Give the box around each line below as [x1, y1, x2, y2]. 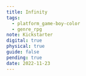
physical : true [6, 44, 45, 50]
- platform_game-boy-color [12, 20, 81, 26]
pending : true [6, 55, 43, 61]
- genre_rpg [12, 26, 43, 32]
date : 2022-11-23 [6, 60, 51, 66]
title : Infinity [6, 9, 48, 15]
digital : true [6, 37, 43, 44]
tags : [6, 15, 20, 21]
